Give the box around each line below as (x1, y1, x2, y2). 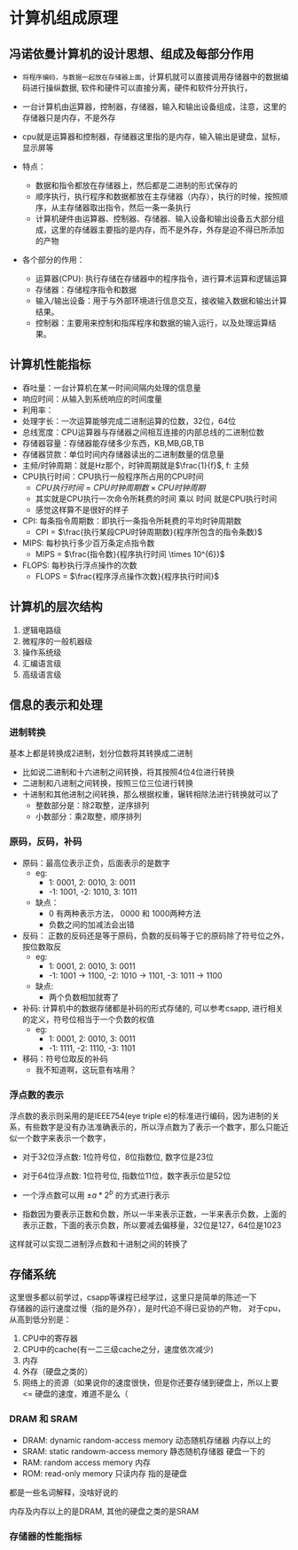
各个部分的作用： (21, 255, 85, 264)
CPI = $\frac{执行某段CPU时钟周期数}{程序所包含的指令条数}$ (35, 526, 263, 537)
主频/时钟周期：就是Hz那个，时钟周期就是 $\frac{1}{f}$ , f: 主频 (21, 460, 250, 470)
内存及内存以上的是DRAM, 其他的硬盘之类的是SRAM (9, 1506, 200, 1516)
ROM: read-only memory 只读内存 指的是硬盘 (21, 1467, 188, 1478)
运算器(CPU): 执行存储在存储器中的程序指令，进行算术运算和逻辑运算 (35, 273, 288, 284)
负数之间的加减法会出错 (48, 919, 135, 930)
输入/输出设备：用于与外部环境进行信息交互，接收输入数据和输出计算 (35, 295, 287, 306)
